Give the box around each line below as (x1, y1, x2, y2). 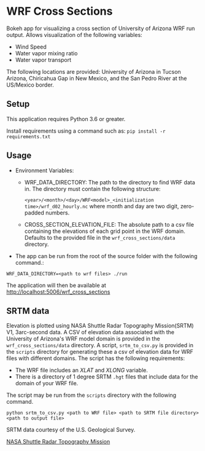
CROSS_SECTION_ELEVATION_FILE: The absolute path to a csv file (24, 221, 195, 228)
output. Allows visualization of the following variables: (6, 31, 142, 38)
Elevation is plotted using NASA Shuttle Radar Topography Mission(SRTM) (6, 322, 195, 329)
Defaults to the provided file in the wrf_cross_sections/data (24, 233, 176, 241)
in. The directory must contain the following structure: (24, 185, 161, 192)
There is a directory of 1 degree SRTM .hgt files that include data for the (15, 373, 198, 380)
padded (24, 209, 45, 216)
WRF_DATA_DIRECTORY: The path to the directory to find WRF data (24, 178, 195, 186)
